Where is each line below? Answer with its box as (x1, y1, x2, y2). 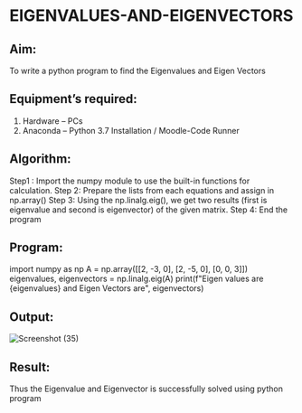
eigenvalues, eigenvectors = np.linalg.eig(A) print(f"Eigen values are (9, 273, 264, 285)
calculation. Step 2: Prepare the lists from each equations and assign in (9, 184, 275, 195)
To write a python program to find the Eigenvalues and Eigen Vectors (9, 65, 267, 76)
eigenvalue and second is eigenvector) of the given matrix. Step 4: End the (9, 204, 288, 215)
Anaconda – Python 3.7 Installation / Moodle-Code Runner (22, 125, 240, 136)
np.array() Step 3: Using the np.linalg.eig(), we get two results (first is (9, 194, 268, 205)
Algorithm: (9, 151, 71, 167)
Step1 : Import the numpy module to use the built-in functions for (9, 175, 250, 186)
